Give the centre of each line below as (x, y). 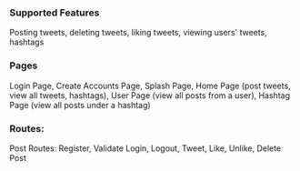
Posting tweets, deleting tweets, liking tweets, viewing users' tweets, (139, 33)
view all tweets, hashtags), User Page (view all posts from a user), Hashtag (150, 95)
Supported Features (55, 13)
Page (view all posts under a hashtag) (80, 105)
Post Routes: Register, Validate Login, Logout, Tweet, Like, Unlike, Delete (145, 148)
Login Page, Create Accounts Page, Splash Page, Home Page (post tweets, (150, 85)
